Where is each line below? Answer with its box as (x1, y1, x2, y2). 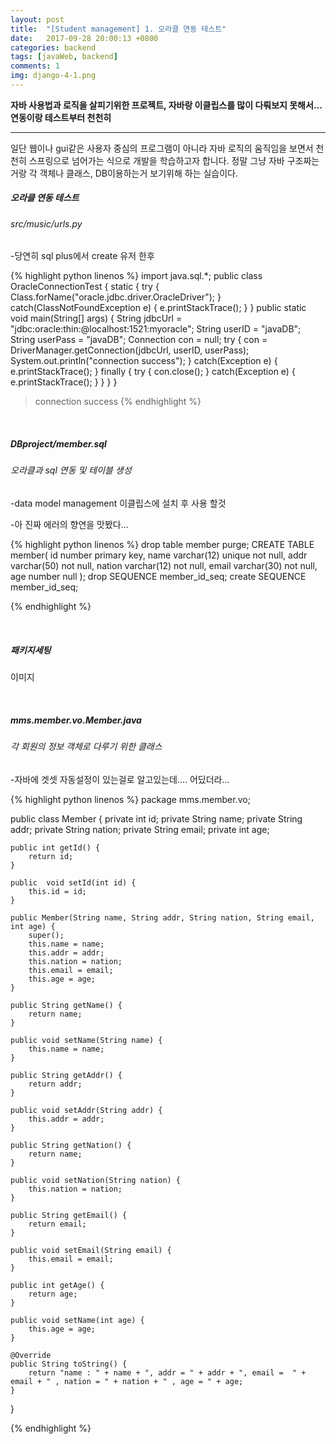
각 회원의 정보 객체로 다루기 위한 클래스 (10, 740, 163, 752)
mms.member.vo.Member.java (10, 714, 142, 726)
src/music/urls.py (10, 217, 83, 230)
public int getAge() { (10, 1280, 105, 1290)
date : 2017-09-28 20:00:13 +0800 (10, 33, 159, 43)
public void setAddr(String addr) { (10, 1105, 163, 1115)
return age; (28, 1289, 78, 1299)
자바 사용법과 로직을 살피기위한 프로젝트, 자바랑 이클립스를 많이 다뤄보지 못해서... (10, 99, 323, 111)
